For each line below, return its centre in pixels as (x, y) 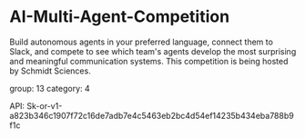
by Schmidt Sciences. (50, 71)
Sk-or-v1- (45, 105)
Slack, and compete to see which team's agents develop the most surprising (153, 51)
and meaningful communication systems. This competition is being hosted (149, 61)
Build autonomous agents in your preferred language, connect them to (141, 42)
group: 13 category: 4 (50, 88)
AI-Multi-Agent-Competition (120, 17)
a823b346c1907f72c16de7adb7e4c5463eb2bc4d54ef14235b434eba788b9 (152, 115)
